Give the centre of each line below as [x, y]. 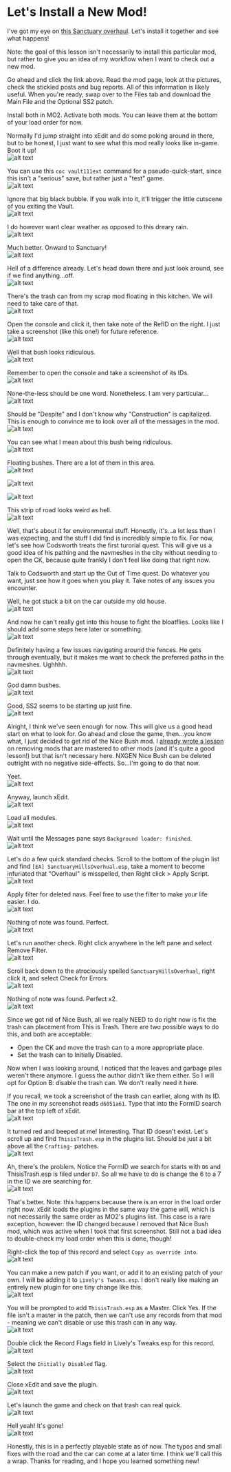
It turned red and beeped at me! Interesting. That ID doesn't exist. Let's [108, 1131]
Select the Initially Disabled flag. [57, 1363]
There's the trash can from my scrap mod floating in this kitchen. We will [110, 296]
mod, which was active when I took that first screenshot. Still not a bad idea [114, 1231]
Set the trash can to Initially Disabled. [70, 1055]
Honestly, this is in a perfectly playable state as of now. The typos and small [114, 1446]
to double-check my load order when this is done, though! [89, 1238]
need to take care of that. [43, 303]
